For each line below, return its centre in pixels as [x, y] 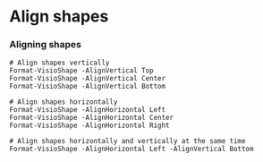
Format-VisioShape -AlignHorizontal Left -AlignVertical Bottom [131, 149]
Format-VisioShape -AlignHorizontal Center [92, 118]
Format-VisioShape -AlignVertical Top [81, 71]
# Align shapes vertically [59, 63]
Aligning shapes [46, 45]
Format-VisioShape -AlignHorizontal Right [89, 126]
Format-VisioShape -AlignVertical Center [88, 79]
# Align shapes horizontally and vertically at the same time [127, 141]
